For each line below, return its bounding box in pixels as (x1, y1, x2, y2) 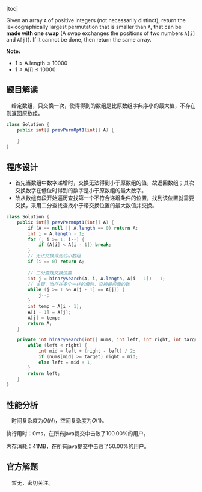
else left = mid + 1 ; (38, 359, 93, 365)
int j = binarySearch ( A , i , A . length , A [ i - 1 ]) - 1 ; (28, 276, 165, 282)
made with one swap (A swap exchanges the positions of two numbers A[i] (6, 30, 195, 37)
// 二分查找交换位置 (28, 270, 72, 276)
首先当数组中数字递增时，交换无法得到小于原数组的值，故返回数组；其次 (14, 179, 194, 186)
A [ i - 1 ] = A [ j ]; (28, 309, 71, 315)
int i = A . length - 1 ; (28, 230, 85, 237)
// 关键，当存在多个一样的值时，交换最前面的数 (28, 281, 130, 287)
